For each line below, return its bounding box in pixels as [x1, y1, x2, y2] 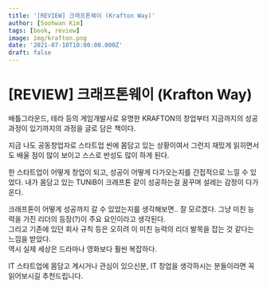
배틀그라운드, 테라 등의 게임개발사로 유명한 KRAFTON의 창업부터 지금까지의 [8, 113, 244, 123]
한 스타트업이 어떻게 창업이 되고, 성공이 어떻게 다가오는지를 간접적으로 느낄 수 [8, 167, 249, 176]
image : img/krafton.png [8, 34, 88, 42]
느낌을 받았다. [8, 234, 52, 243]
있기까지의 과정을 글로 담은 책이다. [29, 123, 136, 132]
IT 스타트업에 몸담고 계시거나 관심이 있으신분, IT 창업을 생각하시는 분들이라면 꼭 [8, 261, 255, 270]
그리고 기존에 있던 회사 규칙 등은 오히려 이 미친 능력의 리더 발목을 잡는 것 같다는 [8, 224, 255, 234]
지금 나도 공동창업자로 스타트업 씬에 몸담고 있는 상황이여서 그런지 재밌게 [8, 140, 232, 150]
